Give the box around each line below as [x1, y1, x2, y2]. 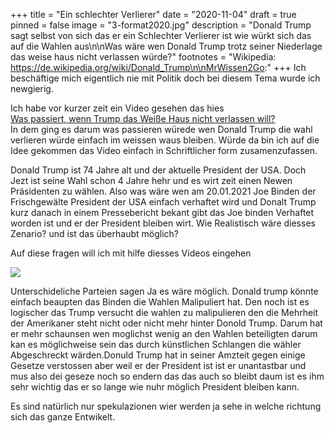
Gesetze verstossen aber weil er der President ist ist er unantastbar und [10, 360, 307, 371]
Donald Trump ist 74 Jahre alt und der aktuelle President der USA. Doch [10, 164, 307, 176]
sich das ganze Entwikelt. [10, 411, 116, 423]
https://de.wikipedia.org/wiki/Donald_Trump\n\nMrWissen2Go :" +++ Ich [10, 62, 307, 73]
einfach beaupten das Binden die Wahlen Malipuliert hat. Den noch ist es [10, 296, 310, 308]
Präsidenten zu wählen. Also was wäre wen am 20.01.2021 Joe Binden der [10, 185, 317, 197]
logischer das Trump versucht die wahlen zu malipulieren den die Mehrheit [10, 307, 319, 318]
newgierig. [10, 83, 54, 94]
